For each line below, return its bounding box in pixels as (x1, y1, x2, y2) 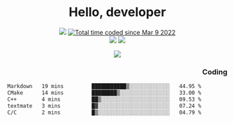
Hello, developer (68, 4, 166, 20)
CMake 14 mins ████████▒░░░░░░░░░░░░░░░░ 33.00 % (7, 89, 201, 96)
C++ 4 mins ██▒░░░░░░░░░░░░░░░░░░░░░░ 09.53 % (7, 96, 201, 103)
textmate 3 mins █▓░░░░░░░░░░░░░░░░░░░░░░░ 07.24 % (7, 102, 201, 109)
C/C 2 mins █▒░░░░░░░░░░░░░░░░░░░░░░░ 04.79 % (7, 109, 201, 116)
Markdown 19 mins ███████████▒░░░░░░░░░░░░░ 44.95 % (7, 83, 201, 90)
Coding (202, 67, 228, 77)
